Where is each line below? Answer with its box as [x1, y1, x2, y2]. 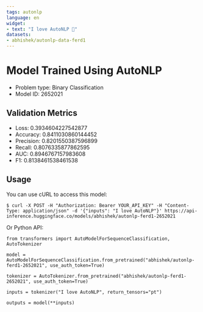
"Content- [164, 202, 190, 208]
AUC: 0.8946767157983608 [15, 150, 86, 158]
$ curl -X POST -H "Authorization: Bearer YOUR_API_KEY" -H [6, 202, 163, 208]
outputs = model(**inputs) [6, 300, 75, 306]
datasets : [6, 32, 32, 38]
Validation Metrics [6, 108, 77, 118]
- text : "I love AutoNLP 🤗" [6, 26, 78, 32]
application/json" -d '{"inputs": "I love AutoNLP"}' [22, 208, 163, 214]
